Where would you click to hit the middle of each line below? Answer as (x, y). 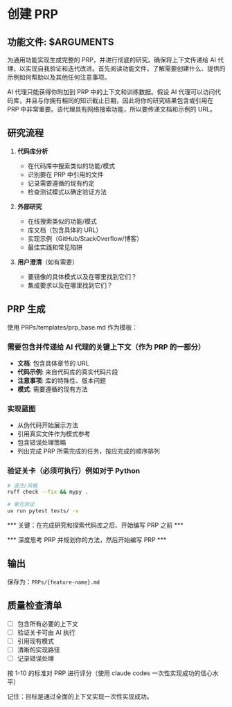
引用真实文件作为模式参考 (54, 434)
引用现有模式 (35, 641)
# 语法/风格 (23, 485)
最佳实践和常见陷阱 (55, 247)
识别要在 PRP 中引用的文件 (65, 174)
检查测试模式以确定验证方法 (67, 192)
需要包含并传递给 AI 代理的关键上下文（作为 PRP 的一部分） (106, 347)
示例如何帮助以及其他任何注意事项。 (59, 77)
